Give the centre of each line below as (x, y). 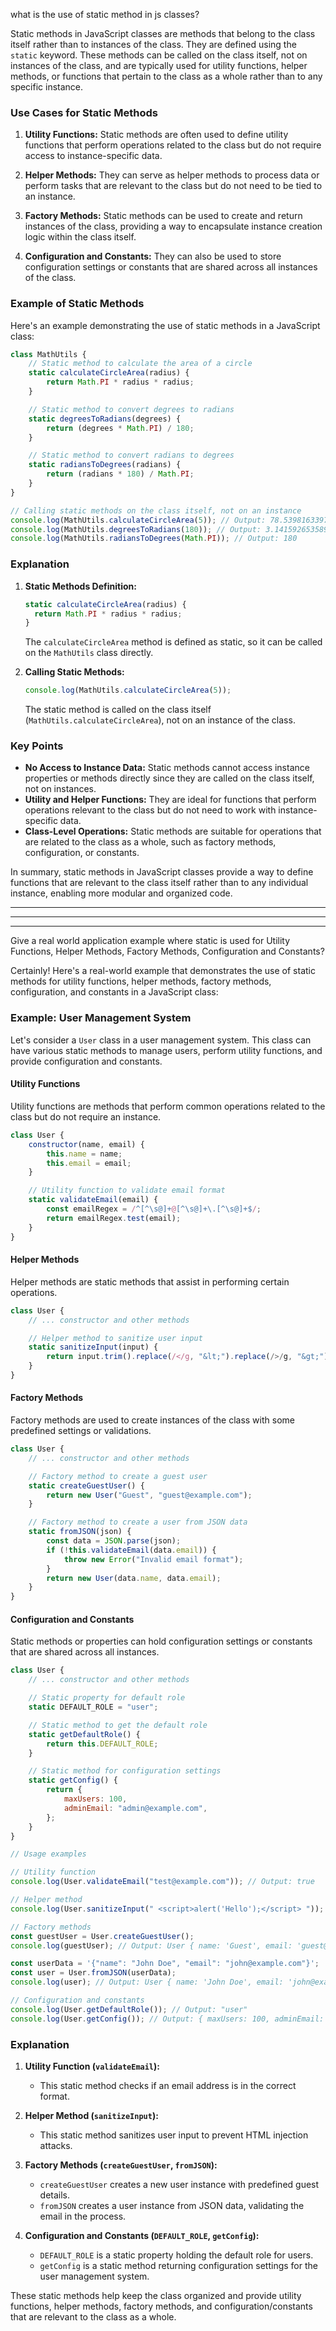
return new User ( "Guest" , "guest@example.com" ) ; (149, 1495)
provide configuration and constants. (86, 1061)
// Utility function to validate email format (127, 1190)
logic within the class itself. (80, 237)
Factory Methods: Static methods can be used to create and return (163, 216)
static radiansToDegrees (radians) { (105, 465)
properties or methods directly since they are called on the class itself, (169, 778)
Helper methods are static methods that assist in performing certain (150, 1281)
